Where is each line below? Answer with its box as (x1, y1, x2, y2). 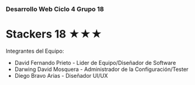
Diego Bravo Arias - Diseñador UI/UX (14, 72, 108, 79)
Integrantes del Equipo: (6, 47, 65, 55)
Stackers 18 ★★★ (6, 27, 103, 41)
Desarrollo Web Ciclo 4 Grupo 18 (6, 5, 105, 13)
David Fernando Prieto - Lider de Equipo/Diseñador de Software (14, 59, 177, 66)
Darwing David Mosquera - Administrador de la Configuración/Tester (14, 66, 189, 73)
